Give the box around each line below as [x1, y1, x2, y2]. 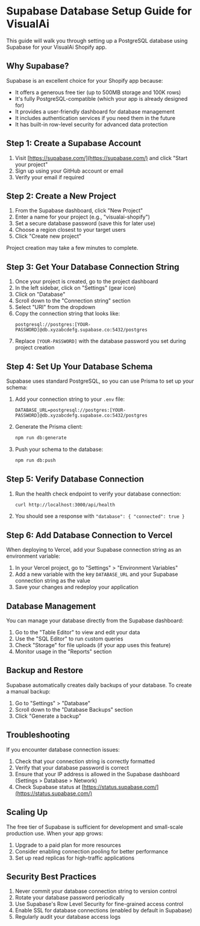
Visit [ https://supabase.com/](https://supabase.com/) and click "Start [14, 154, 188, 161]
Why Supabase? [6, 61, 69, 71]
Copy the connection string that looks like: [14, 310, 120, 318]
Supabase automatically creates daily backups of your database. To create [6, 681, 192, 689]
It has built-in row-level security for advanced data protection [14, 121, 168, 128]
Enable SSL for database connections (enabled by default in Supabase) [14, 907, 193, 914]
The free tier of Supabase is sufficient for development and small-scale [6, 823, 184, 831]
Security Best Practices [6, 871, 97, 882]
